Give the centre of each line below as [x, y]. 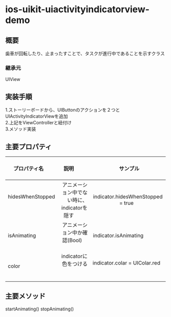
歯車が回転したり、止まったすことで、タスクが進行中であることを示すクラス [85, 54]
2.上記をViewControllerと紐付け [39, 123]
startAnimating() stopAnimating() [40, 309]
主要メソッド [25, 296]
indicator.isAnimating [118, 235]
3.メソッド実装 [21, 129]
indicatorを [75, 207]
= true [126, 203]
